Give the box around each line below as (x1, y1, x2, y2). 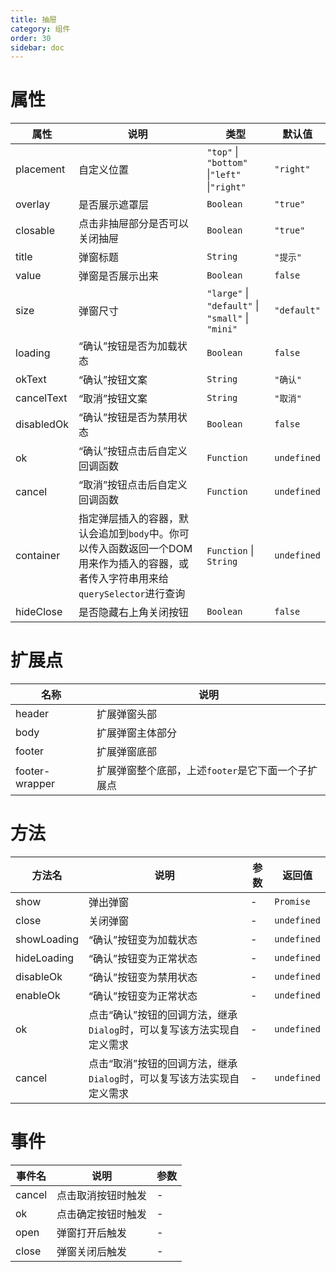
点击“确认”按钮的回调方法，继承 (88, 1008, 238, 1022)
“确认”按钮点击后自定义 (78, 444, 188, 458)
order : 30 (10, 33, 52, 43)
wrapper (15, 777, 56, 791)
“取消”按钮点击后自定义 (78, 478, 188, 492)
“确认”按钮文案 (78, 373, 148, 387)
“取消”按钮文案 (78, 392, 148, 406)
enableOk (15, 989, 61, 1003)
